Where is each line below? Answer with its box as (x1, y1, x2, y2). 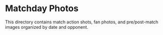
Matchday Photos (5, 3, 79, 14)
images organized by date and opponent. (5, 24, 88, 30)
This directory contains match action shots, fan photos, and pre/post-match (5, 19, 159, 25)
